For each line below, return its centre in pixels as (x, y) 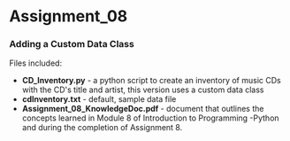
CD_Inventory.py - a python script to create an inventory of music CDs (151, 81)
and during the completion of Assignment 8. (102, 128)
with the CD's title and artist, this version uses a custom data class (143, 90)
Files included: (36, 63)
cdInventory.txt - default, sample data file (99, 99)
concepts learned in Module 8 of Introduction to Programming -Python (151, 118)
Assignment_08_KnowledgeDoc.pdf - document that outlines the (143, 109)
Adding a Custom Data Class (72, 44)
